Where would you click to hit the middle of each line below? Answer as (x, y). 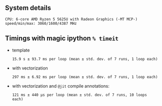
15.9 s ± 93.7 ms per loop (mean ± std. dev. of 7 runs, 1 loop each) (85, 59)
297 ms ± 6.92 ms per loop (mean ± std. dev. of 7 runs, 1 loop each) (85, 77)
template (21, 50)
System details (28, 8)
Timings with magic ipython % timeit (62, 38)
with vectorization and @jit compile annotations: (61, 86)
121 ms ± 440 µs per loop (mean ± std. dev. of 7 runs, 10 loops (79, 95)
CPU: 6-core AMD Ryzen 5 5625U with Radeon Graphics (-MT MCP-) (71, 19)
